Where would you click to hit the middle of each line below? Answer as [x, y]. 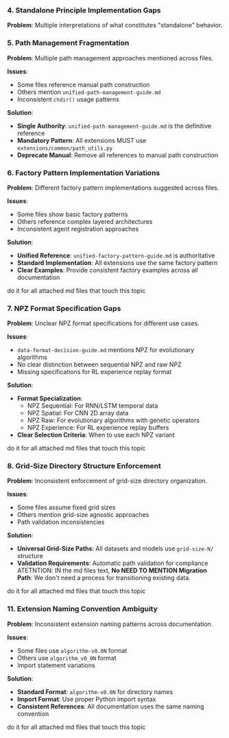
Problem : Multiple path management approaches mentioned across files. [110, 58]
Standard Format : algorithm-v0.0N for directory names [95, 691]
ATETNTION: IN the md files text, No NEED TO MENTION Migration [112, 570]
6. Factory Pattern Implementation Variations [84, 172]
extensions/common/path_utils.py [65, 148]
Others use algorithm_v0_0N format [67, 658]
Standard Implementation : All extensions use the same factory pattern [117, 262]
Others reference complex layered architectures [85, 221]
